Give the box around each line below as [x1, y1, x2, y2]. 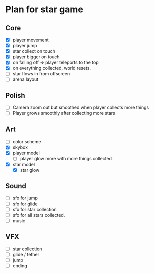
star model [12, 161, 35, 167]
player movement [12, 37, 49, 43]
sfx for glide [12, 201, 38, 207]
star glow [20, 167, 40, 173]
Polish [5, 91, 25, 100]
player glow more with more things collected [20, 156, 112, 162]
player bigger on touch [12, 54, 60, 60]
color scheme [12, 139, 41, 145]
